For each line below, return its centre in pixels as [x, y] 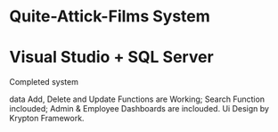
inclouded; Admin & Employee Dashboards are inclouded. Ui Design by [139, 109]
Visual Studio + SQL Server [111, 58]
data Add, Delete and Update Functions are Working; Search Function [137, 99]
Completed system [44, 82]
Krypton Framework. [47, 119]
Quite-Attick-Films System [110, 16]
